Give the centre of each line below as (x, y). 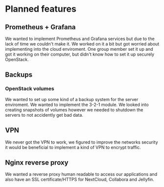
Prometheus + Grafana (40, 27)
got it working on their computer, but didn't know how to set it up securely (80, 54)
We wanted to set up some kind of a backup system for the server (72, 99)
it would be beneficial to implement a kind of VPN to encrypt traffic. (73, 147)
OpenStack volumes (30, 89)
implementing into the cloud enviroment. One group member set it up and (79, 49)
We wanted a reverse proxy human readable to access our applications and (81, 174)
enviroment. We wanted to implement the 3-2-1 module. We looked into (77, 104)
